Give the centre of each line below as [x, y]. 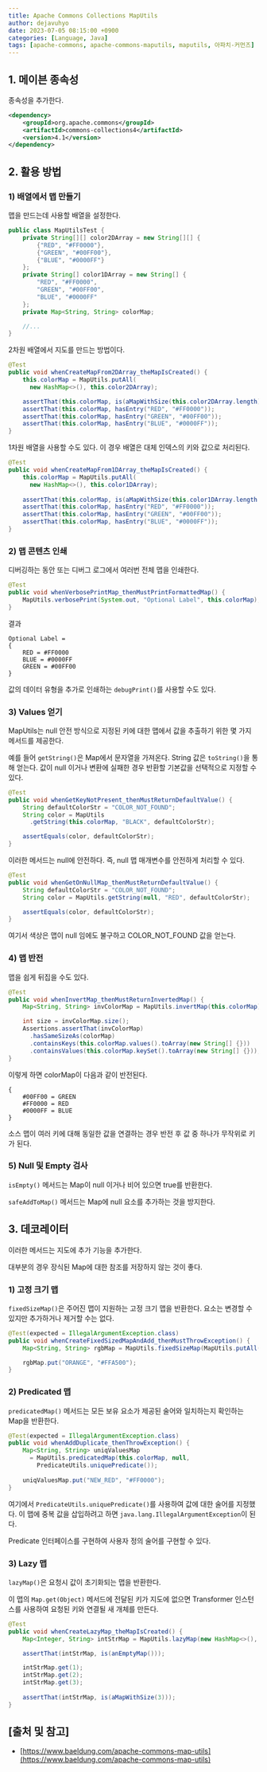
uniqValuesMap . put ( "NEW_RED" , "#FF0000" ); [94, 1480]
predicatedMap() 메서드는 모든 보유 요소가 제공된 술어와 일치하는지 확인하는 [126, 1410]
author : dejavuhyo [39, 23]
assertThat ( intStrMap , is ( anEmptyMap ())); [94, 1653]
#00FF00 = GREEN [50, 1096]
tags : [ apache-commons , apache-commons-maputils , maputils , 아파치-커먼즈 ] [132, 45]
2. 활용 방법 [35, 172]
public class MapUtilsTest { [56, 230]
